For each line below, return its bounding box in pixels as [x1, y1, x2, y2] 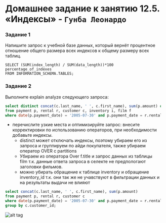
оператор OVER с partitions [19, 148, 77, 154]
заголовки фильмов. [19, 164, 63, 170]
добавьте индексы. [12, 132, 53, 138]
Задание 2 [5, 83, 32, 90]
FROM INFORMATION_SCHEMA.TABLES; [5, 71, 74, 76]
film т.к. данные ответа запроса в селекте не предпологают [19, 159, 146, 165]
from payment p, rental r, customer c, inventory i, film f [5, 108, 132, 113]
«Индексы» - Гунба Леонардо [5, 13, 127, 25]
